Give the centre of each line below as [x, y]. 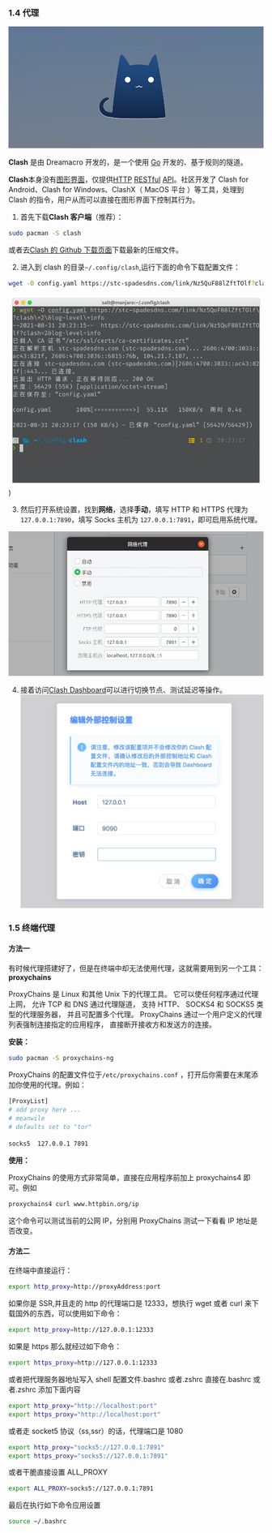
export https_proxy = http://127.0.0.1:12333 [83, 1363]
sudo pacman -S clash [45, 234]
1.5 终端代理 [32, 928]
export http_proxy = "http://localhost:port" [83, 1406]
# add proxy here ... [45, 1110]
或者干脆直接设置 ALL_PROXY [58, 1472]
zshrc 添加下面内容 [49, 1389]
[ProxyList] [28, 1101]
